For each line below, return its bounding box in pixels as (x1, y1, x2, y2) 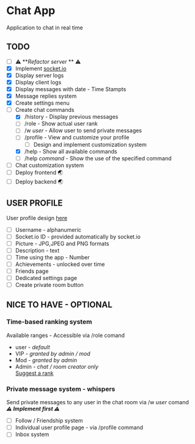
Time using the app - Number (15, 253, 90, 261)
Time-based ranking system (6, 317, 92, 326)
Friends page (15, 267, 49, 275)
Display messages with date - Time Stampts (15, 86, 127, 92)
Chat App (6, 4, 56, 18)
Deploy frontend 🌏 (15, 169, 64, 176)
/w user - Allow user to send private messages (24, 127, 142, 135)
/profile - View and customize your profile (24, 134, 130, 141)
